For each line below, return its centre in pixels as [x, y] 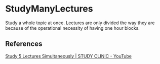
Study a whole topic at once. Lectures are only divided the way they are [80, 23]
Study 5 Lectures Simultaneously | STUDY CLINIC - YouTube [68, 56]
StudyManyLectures [49, 9]
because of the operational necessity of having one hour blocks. [73, 28]
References [24, 44]
